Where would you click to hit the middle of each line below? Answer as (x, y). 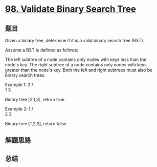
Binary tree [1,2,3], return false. (36, 124)
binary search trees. (25, 75)
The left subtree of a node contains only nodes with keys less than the (76, 59)
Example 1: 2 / (19, 85)
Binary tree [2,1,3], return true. (35, 99)
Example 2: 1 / (19, 109)
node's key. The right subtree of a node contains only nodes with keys (76, 65)
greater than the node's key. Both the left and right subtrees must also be (79, 70)
